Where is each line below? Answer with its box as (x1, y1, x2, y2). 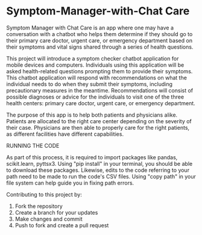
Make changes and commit (14, 215, 83, 222)
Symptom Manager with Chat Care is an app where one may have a (6, 24, 174, 31)
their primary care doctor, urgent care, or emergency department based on (6, 37, 193, 44)
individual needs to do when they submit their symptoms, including (6, 80, 173, 88)
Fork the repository (14, 203, 63, 210)
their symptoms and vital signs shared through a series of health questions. (6, 43, 194, 50)
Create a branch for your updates (14, 209, 98, 216)
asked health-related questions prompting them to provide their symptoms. (6, 67, 193, 75)
